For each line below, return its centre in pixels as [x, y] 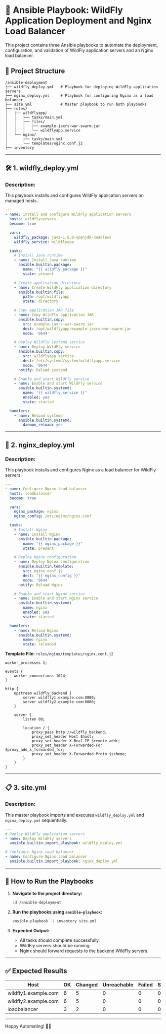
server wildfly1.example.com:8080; [60, 698]
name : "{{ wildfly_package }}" [55, 269]
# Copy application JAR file [44, 310]
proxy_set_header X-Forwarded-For [67, 745]
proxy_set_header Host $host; [62, 737]
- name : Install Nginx [37, 534]
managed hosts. [21, 201]
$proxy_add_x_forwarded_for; [35, 750]
